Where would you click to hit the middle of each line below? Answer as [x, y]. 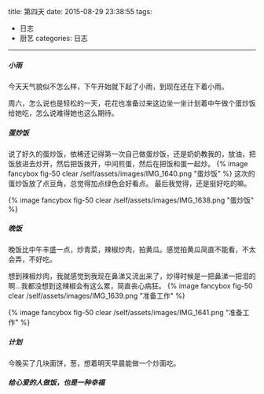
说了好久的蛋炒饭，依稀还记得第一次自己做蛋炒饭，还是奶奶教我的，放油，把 [132, 154]
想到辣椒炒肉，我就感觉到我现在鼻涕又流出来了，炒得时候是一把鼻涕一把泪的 [132, 276]
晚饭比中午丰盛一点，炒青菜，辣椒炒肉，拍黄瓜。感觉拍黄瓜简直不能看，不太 [132, 249]
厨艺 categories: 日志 [53, 38]
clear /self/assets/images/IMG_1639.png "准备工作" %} [97, 295]
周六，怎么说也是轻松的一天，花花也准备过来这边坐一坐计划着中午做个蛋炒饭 [132, 103]
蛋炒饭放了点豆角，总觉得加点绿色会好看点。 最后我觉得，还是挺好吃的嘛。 [130, 183]
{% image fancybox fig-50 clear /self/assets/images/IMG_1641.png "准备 [125, 312]
